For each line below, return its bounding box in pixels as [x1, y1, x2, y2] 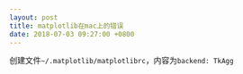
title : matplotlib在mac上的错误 [9, 21, 124, 30]
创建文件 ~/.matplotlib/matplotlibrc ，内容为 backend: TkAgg [9, 55, 234, 66]
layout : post [9, 12, 58, 22]
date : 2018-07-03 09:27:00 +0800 [9, 29, 135, 38]
